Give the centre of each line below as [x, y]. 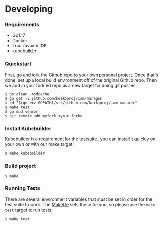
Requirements [22, 25]
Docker [20, 41]
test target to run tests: [29, 210]
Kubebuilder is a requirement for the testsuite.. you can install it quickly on [80, 139]
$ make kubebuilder [25, 154]
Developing [29, 9]
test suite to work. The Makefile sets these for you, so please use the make [80, 204]
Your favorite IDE [29, 46]
